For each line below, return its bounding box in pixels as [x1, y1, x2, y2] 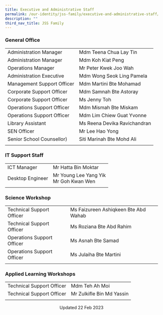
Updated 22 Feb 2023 [59, 305, 104, 311]
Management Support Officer [7, 80, 74, 87]
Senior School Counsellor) [7, 136, 67, 142]
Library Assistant [7, 120, 46, 126]
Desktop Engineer [7, 175, 49, 181]
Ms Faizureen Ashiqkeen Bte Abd [70, 206, 146, 213]
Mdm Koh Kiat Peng [79, 56, 125, 63]
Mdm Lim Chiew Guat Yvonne [79, 112, 147, 119]
